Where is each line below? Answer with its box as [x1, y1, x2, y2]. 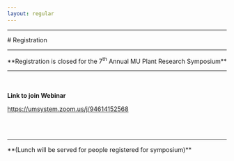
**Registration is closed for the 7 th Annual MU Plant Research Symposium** [7, 56, 228, 65]
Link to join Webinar [7, 92, 66, 100]
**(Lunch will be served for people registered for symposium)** [7, 146, 192, 154]
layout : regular [7, 10, 54, 17]
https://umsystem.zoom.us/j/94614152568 [7, 105, 129, 113]
